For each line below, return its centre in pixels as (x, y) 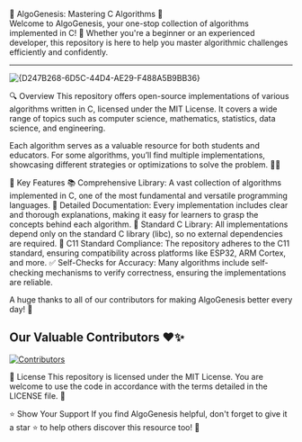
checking (27, 273)
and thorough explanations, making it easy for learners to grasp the (134, 215)
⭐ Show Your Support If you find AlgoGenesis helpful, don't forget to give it (148, 413)
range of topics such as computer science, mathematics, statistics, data (142, 118)
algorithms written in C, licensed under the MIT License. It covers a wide (143, 109)
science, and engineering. (58, 128)
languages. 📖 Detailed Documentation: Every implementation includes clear (149, 205)
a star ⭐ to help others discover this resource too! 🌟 (105, 427)
